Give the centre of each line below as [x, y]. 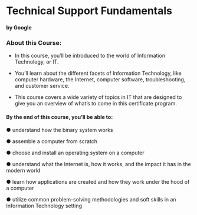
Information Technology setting [44, 206]
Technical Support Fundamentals [89, 11]
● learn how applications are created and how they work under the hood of [98, 182]
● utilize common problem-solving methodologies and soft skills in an [91, 200]
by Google [19, 27]
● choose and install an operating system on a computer [75, 153]
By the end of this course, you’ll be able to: [60, 117]
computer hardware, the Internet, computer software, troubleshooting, [100, 80]
